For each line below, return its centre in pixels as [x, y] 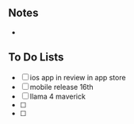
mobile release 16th [61, 87]
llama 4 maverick [57, 96]
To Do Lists [36, 58]
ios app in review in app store [78, 77]
